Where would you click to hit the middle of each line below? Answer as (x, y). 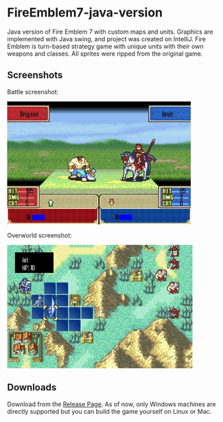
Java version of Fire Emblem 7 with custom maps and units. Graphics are (110, 32)
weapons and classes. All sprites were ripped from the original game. (105, 54)
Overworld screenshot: (39, 235)
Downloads (32, 387)
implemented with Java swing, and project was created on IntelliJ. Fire (106, 38)
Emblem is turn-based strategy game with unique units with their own (105, 46)
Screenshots (35, 75)
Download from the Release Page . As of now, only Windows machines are (111, 404)
